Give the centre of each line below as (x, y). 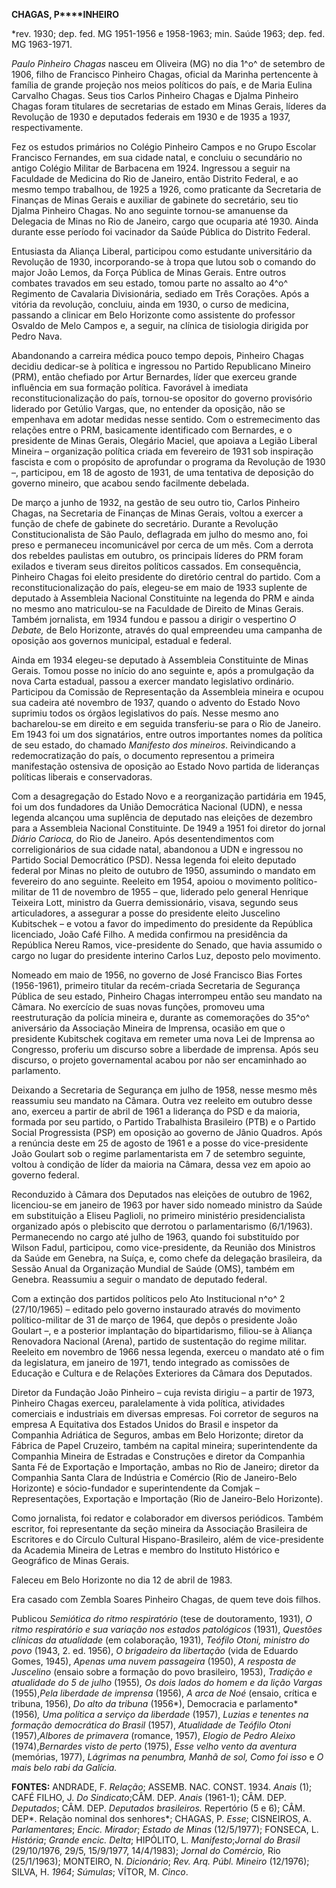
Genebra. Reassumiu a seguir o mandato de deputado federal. (139, 1279)
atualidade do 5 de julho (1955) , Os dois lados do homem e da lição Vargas (167, 1682)
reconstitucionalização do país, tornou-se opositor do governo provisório (162, 398)
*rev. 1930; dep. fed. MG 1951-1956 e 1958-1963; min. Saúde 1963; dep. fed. (168, 33)
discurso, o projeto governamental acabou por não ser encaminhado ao (159, 1060)
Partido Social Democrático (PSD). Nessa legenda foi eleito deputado (154, 860)
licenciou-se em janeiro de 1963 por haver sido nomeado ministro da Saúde (167, 1205)
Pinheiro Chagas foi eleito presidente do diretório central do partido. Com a (166, 577)
